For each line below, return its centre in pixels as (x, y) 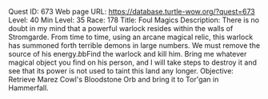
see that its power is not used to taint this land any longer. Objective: (121, 71)
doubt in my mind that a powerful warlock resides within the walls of (121, 28)
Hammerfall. (29, 88)
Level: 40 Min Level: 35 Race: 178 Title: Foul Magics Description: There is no (134, 20)
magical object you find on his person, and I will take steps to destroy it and (133, 62)
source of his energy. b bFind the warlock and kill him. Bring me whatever (128, 54)
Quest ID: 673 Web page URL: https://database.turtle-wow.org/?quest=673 (132, 12)
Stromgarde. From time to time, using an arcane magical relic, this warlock (131, 37)
